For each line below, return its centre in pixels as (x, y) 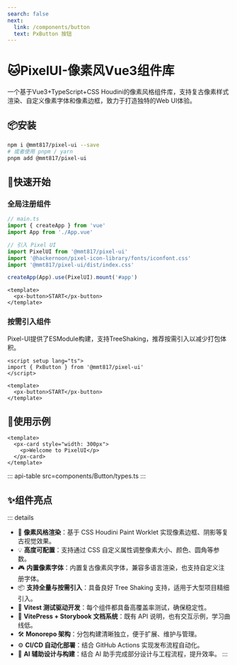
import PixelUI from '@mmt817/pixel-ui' (68, 251)
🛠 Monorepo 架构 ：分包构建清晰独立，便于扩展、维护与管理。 (109, 634)
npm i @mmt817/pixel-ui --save (53, 145)
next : (15, 21)
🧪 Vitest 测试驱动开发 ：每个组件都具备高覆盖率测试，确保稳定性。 (114, 608)
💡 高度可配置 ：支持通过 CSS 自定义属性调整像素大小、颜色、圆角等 (115, 550)
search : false (28, 14)
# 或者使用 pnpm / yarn (40, 152)
